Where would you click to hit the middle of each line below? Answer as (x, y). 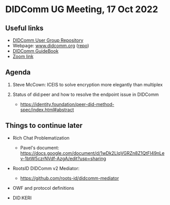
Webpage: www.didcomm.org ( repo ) (51, 46)
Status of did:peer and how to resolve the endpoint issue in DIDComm (86, 94)
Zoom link (23, 56)
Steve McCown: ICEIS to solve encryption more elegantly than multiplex (88, 84)
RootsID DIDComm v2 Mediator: (46, 168)
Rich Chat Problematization (41, 138)
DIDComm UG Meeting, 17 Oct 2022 (82, 9)
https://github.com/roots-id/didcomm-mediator (70, 178)
